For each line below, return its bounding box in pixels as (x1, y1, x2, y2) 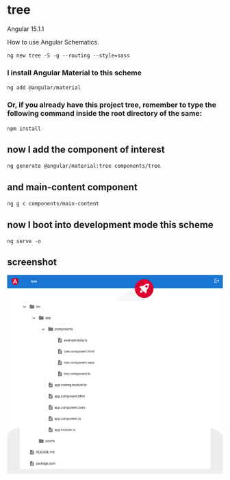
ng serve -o (7, 238, 41, 244)
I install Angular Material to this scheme (7, 68, 142, 77)
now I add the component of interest (7, 143, 166, 155)
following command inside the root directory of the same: (7, 109, 203, 118)
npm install (7, 125, 41, 132)
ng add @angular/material (7, 84, 81, 91)
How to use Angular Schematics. (7, 38, 99, 46)
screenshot (7, 256, 57, 268)
